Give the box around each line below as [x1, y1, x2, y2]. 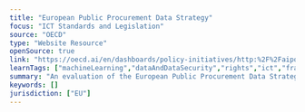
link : [9, 55, 30, 64]
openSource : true [9, 47, 75, 56]
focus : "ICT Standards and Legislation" [9, 22, 165, 31]
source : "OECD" [9, 30, 67, 39]
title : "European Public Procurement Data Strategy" [9, 13, 213, 23]
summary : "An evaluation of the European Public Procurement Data [9, 72, 266, 81]
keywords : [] [9, 80, 59, 89]
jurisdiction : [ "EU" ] [9, 89, 92, 98]
